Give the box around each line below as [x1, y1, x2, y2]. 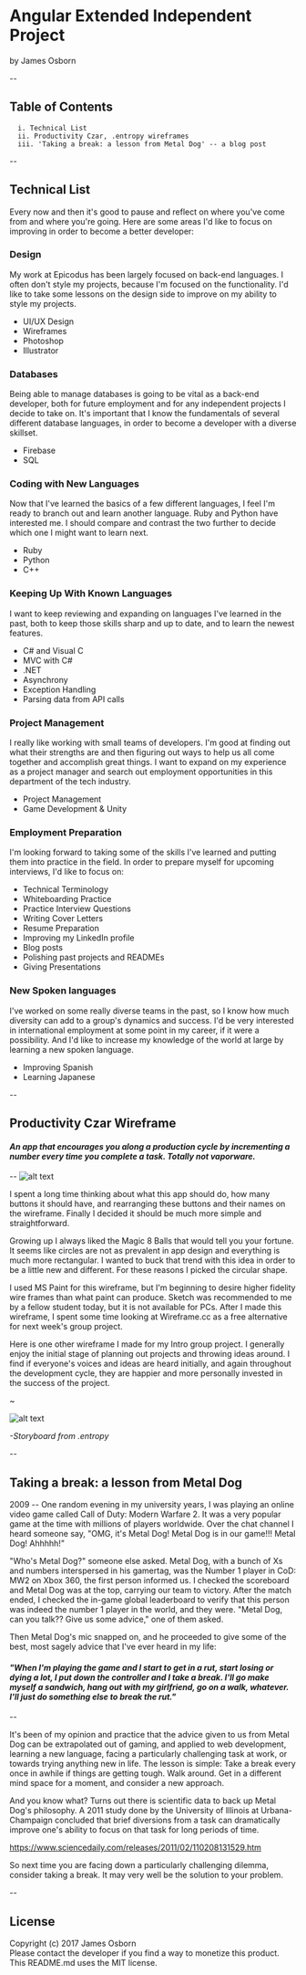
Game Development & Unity [22, 804, 127, 814]
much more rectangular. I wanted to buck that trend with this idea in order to [9, 1255, 296, 1266]
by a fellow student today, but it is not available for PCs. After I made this [9, 1302, 282, 1313]
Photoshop [22, 335, 64, 346]
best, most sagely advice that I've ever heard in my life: [9, 1641, 217, 1653]
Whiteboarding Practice [22, 894, 112, 905]
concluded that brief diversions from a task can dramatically [54, 1814, 280, 1826]
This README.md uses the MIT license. [9, 1958, 158, 1969]
